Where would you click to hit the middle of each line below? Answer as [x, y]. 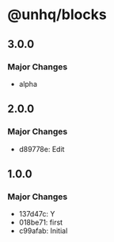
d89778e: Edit [42, 149]
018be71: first [41, 222]
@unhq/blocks [57, 15]
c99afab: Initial [43, 231]
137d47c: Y [37, 214]
